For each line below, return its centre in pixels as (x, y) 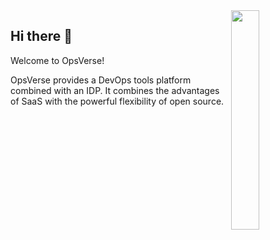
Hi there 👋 (41, 36)
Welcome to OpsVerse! (57, 60)
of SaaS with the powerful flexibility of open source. (117, 101)
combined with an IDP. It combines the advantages (115, 90)
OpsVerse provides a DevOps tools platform (101, 80)
